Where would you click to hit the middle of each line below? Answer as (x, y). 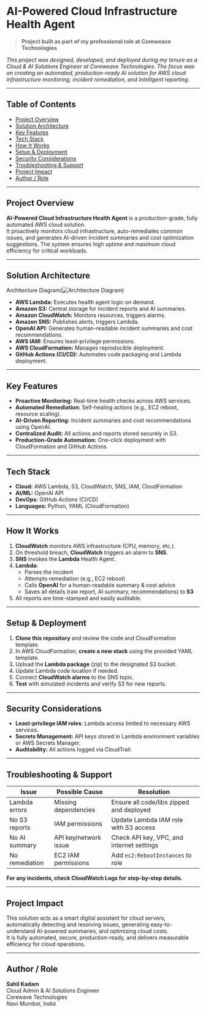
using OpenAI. (33, 427)
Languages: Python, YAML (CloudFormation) (72, 506)
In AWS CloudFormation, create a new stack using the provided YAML (104, 651)
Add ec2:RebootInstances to (151, 855)
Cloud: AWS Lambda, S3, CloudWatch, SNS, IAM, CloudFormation (99, 486)
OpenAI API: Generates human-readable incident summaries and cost (104, 328)
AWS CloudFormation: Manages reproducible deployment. (90, 348)
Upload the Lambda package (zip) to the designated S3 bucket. (96, 664)
